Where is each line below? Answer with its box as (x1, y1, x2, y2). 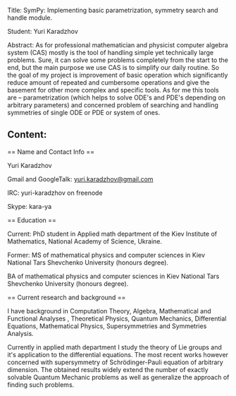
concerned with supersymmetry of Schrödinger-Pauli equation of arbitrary (7, 358, 223, 366)
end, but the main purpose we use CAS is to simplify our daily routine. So (7, 64, 220, 71)
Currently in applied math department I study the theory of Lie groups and (7, 342, 222, 352)
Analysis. (7, 329, 34, 337)
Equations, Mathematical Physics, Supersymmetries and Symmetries (7, 321, 207, 330)
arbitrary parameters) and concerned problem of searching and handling (7, 101, 218, 109)
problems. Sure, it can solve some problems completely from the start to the (7, 56, 229, 64)
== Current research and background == (7, 293, 126, 301)
